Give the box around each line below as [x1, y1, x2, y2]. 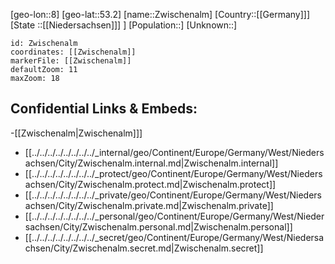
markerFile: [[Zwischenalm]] [10, 56, 132, 66]
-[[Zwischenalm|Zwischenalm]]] [10, 127, 143, 139]
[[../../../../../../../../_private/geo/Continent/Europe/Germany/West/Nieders [24, 189, 323, 201]
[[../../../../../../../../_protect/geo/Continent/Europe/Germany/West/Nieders [24, 167, 323, 179]
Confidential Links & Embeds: [10, 100, 198, 118]
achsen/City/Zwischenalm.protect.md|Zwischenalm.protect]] [24, 178, 277, 190]
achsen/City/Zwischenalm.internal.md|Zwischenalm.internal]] [24, 157, 279, 169]
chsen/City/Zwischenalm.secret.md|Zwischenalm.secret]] [24, 242, 264, 254]
